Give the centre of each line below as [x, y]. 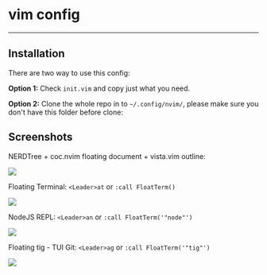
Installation [37, 54]
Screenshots [41, 137]
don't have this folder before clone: [66, 112]
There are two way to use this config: [69, 72]
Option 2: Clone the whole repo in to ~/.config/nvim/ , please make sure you [133, 103]
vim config [44, 15]
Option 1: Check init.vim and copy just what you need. [99, 88]
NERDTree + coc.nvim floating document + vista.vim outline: [107, 156]
